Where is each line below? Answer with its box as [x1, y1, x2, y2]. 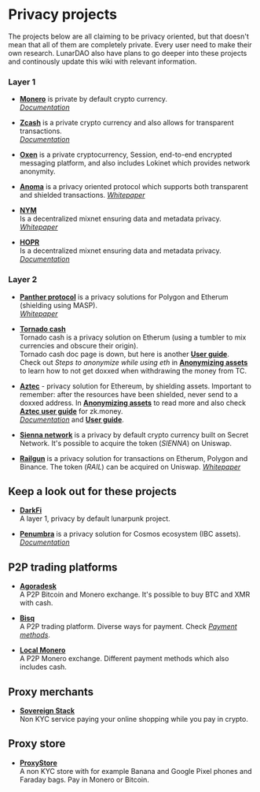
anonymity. [19, 167, 57, 177]
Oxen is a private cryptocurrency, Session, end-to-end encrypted [19, 150, 233, 159]
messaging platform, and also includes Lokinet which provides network [19, 158, 251, 168]
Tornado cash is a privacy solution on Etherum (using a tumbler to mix [19, 333, 247, 342]
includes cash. [19, 662, 67, 671]
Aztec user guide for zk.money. [19, 406, 123, 415]
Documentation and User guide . [19, 415, 124, 424]
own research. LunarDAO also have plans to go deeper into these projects [8, 48, 247, 58]
